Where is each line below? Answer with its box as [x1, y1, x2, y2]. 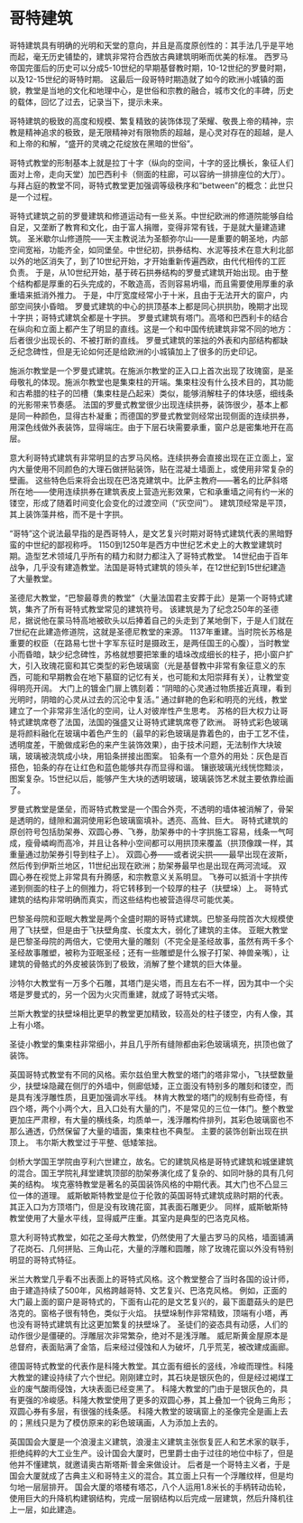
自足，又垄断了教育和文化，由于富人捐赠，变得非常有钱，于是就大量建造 [9, 221, 278, 232]
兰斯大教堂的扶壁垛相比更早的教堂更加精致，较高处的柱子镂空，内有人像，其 [9, 1008, 294, 1019]
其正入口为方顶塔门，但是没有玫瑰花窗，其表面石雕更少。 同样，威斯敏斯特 [9, 1201, 289, 1212]
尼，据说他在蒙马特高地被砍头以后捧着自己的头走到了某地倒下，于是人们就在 [9, 615, 294, 625]
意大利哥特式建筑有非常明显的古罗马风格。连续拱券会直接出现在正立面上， [9, 452, 286, 463]
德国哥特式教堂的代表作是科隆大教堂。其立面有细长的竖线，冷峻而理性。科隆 [9, 1360, 294, 1371]
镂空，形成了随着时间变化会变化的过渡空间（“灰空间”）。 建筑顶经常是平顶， [9, 497, 291, 508]
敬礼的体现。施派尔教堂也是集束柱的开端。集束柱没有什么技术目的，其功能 [16, 376, 294, 387]
